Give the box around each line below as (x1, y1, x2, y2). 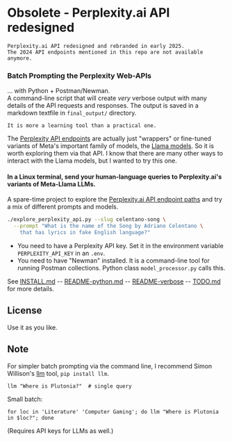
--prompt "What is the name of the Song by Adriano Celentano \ (13, 222, 204, 230)
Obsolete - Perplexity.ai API (7, 5, 170, 21)
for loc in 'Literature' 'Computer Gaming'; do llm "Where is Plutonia (7, 408, 219, 415)
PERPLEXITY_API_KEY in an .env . (17, 249, 106, 258)
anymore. (7, 54, 33, 62)
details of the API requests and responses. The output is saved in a (7, 101, 199, 110)
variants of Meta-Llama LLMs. (7, 179, 96, 188)
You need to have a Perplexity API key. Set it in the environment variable (17, 242, 224, 250)
